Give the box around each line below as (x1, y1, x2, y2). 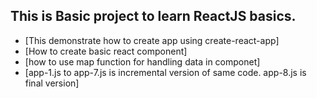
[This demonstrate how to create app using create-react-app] (24, 34, 280, 46)
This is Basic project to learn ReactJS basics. (10, 8, 297, 25)
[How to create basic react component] (24, 45, 188, 57)
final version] (24, 77, 80, 89)
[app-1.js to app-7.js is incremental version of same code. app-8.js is (24, 66, 307, 78)
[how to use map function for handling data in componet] (24, 55, 261, 68)
